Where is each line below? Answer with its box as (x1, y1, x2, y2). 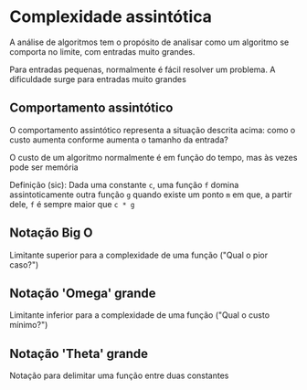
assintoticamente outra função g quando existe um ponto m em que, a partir (9, 189, 292, 200)
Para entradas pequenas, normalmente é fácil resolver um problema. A (9, 64, 276, 75)
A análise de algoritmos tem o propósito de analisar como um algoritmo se (9, 37, 290, 47)
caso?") (9, 258, 39, 270)
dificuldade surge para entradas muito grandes (9, 73, 187, 84)
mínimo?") (9, 320, 48, 331)
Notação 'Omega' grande (9, 285, 157, 300)
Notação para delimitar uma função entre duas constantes (9, 370, 229, 381)
